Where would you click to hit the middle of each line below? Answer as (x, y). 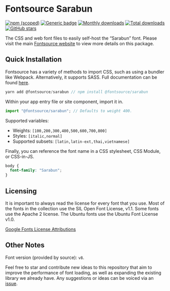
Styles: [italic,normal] (37, 136)
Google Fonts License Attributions (40, 229)
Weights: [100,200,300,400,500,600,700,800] (60, 131)
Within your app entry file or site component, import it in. (64, 102)
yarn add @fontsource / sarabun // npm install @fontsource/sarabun (77, 92)
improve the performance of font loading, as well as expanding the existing (83, 273)
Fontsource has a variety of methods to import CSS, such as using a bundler (85, 72)
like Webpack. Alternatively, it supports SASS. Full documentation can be (81, 77)
